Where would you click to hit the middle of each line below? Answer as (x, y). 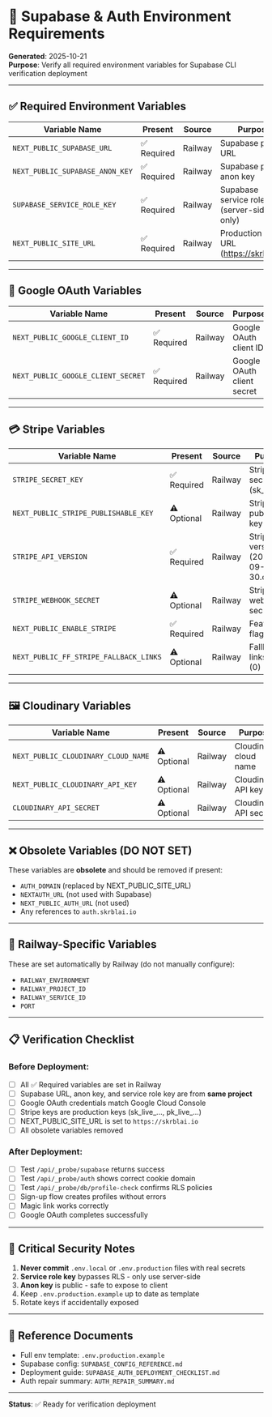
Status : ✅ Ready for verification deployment (82, 1404)
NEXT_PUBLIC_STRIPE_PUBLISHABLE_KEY (83, 513)
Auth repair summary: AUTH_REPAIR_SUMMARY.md (97, 1381)
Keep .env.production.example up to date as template (110, 1294)
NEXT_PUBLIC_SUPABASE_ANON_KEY (73, 171)
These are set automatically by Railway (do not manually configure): (121, 964)
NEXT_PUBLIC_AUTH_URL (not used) (74, 903)
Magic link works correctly (64, 1206)
